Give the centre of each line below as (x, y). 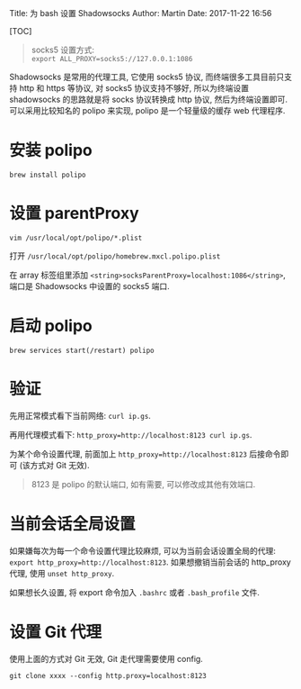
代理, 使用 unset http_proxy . (62, 573)
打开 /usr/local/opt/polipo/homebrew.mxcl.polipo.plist (115, 256)
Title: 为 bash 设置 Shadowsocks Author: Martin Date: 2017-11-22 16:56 (141, 13)
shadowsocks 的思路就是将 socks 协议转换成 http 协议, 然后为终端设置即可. (149, 99)
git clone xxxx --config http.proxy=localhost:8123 (108, 675)
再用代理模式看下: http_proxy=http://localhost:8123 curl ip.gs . (131, 434)
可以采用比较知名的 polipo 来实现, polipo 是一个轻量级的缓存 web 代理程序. (147, 110)
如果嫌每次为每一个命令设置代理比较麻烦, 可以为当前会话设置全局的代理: (143, 550)
